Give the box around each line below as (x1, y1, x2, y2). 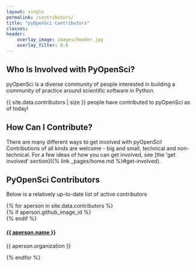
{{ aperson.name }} (6, 229, 56, 236)
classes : (6, 25, 28, 32)
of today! (6, 104, 29, 112)
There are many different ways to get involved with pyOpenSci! (6, 138, 162, 145)
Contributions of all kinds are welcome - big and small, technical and (6, 145, 176, 152)
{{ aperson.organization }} (6, 242, 71, 249)
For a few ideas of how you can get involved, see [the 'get (31, 151, 176, 158)
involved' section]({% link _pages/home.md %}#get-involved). (6, 157, 161, 165)
